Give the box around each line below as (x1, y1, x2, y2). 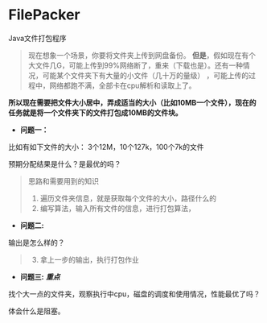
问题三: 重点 (19, 271, 60, 281)
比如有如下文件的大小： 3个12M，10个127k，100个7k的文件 (8, 142, 204, 151)
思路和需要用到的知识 (27, 176, 99, 186)
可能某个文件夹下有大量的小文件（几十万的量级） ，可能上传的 (42, 70, 249, 80)
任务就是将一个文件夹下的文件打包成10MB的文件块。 (8, 107, 183, 118)
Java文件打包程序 (8, 33, 67, 43)
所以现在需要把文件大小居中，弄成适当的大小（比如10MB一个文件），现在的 (8, 97, 257, 107)
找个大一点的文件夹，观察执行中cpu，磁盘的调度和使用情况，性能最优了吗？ (8, 288, 261, 299)
